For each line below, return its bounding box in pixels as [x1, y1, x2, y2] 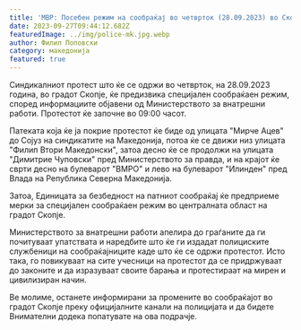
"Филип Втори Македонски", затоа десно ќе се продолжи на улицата [9, 144, 274, 155]
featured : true [9, 55, 66, 64]
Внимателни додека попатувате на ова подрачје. [9, 311, 198, 321]
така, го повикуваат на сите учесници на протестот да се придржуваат [9, 256, 282, 265]
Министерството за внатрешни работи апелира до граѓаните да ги [9, 227, 266, 238]
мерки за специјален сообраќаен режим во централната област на [9, 200, 268, 211]
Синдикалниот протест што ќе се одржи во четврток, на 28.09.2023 [9, 80, 271, 90]
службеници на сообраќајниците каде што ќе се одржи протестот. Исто [9, 246, 286, 256]
